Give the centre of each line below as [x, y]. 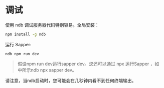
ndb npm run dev [22, 54]
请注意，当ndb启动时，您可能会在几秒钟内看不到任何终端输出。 [71, 81]
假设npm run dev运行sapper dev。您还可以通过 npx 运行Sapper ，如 [88, 64]
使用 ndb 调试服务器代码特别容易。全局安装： [52, 25]
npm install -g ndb [26, 34]
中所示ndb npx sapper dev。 [47, 70]
